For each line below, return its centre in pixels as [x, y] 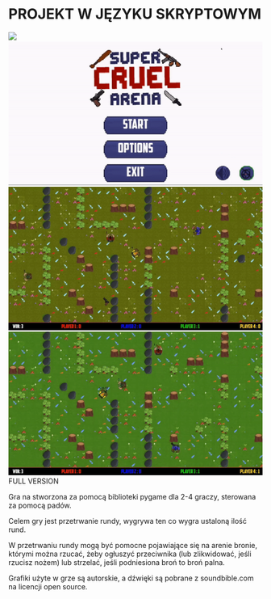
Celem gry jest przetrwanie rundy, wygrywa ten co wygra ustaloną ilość [128, 521]
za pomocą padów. [40, 505]
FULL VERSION [33, 481]
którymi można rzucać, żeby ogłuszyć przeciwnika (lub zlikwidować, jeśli [130, 554]
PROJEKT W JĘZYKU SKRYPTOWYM [135, 14]
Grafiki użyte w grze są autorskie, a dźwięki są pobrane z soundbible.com [131, 578]
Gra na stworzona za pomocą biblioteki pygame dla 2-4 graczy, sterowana [132, 496]
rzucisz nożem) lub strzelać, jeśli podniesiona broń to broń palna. [117, 562]
